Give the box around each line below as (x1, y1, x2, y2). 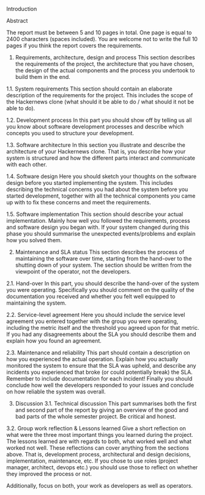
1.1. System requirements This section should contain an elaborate (6, 85, 173, 92)
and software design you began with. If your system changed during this (6, 223, 190, 231)
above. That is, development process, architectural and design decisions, (6, 451, 191, 458)
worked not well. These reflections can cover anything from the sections (6, 444, 189, 452)
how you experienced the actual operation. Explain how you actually (6, 355, 179, 363)
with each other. (6, 161, 47, 168)
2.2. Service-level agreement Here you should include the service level (6, 311, 185, 318)
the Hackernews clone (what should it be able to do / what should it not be (6, 98, 195, 105)
